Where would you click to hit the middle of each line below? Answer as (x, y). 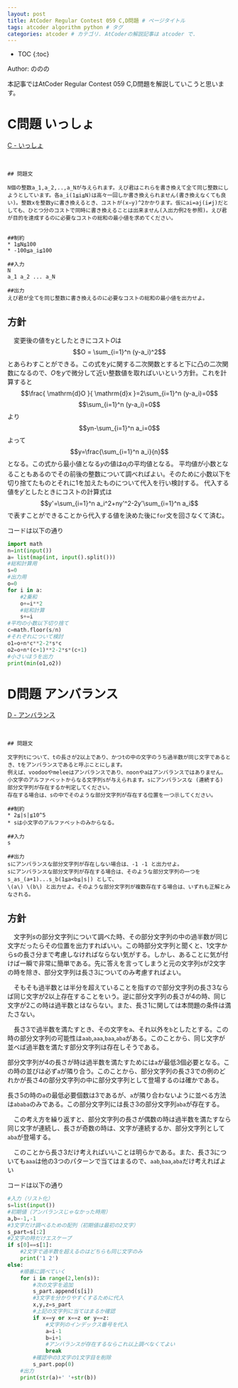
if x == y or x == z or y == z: (71, 1318)
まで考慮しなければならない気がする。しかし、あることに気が (132, 955)
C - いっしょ (26, 145)
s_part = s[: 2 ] (27, 1232)
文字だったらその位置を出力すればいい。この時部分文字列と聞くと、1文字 (114, 946)
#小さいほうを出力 (30, 656)
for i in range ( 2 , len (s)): (60, 1278)
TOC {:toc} (33, 54)
